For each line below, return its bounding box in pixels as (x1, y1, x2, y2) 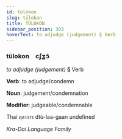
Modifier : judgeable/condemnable (6, 102, 93, 109)
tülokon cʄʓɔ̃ (6, 52, 50, 61)
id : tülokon (6, 9, 37, 15)
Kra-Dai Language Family (6, 126, 71, 133)
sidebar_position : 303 (6, 26, 64, 32)
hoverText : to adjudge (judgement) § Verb (6, 32, 116, 38)
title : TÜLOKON (6, 20, 45, 26)
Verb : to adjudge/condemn (6, 78, 74, 85)
